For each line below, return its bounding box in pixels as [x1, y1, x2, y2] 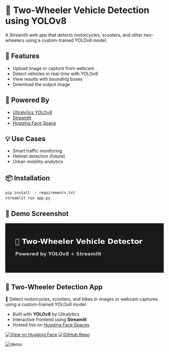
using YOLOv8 [5, 15, 67, 27]
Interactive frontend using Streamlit [12, 317, 87, 323]
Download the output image [12, 81, 70, 87]
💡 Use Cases [5, 134, 46, 143]
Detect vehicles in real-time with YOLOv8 [12, 71, 98, 77]
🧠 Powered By [5, 96, 50, 105]
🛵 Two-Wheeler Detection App [5, 283, 103, 291]
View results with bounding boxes [12, 76, 83, 82]
